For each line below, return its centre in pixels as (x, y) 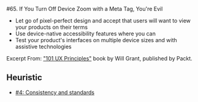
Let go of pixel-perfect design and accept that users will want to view (103, 20)
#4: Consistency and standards (55, 92)
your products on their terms (51, 27)
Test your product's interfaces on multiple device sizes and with (96, 40)
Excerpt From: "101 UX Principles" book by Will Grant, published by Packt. (100, 58)
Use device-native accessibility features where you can (86, 34)
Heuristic (25, 78)
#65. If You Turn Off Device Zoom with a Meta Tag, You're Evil (85, 9)
